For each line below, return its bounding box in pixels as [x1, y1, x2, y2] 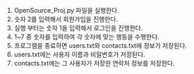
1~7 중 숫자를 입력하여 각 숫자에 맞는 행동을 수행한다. [13, 32, 160, 41]
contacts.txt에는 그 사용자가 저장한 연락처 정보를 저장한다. [13, 59, 175, 67]
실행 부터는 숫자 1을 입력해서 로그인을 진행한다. [13, 24, 143, 32]
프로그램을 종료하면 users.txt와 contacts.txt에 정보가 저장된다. [13, 42, 188, 49]
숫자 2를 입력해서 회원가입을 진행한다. [13, 15, 119, 23]
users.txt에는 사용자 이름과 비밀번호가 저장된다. [13, 50, 146, 58]
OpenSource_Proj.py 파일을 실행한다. [13, 6, 120, 14]
